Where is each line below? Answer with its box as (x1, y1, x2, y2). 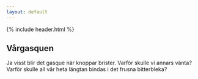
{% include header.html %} (6, 26, 75, 33)
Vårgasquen (6, 43, 54, 53)
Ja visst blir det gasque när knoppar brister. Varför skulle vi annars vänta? (6, 59, 193, 67)
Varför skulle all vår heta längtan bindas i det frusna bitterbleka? (6, 66, 167, 73)
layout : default (6, 9, 48, 15)
